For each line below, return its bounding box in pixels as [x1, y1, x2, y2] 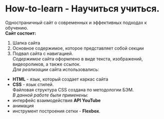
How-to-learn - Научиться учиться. [5, 3, 160, 14]
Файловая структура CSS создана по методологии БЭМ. [12, 86, 134, 92]
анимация [12, 102, 34, 108]
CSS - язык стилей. [12, 81, 54, 87]
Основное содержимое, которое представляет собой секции [12, 45, 144, 51]
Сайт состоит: [5, 30, 36, 36]
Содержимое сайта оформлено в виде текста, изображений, [12, 55, 143, 61]
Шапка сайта [12, 39, 40, 45]
